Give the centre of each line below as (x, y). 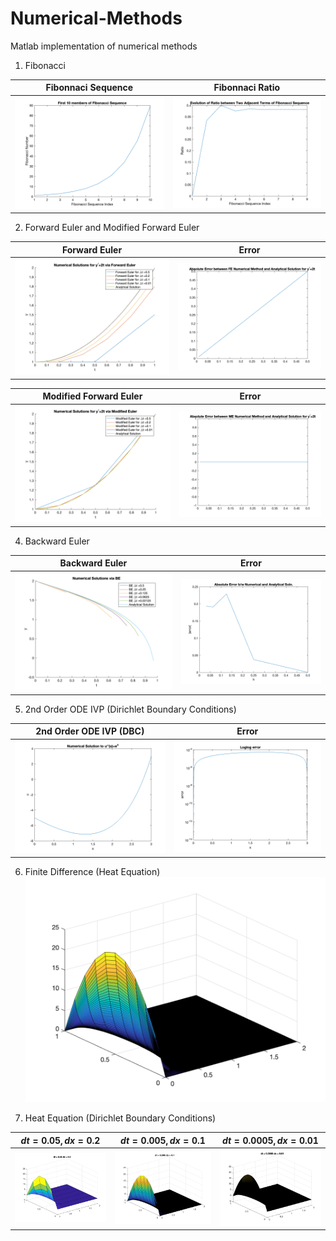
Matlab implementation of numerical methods (104, 46)
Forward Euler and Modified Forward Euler (112, 228)
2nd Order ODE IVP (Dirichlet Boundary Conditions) (130, 709)
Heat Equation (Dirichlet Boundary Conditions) (120, 1118)
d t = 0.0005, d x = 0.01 (270, 1140)
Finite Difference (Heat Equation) (92, 872)
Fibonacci (45, 65)
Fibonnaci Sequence (89, 88)
